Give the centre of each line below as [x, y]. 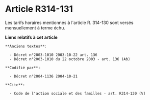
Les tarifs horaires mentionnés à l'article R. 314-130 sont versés [69, 23]
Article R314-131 [39, 9]
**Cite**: [15, 85]
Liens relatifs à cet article [31, 37]
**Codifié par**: [23, 68]
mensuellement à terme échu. [35, 27]
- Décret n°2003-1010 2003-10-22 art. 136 [53, 55]
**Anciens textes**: [26, 46]
